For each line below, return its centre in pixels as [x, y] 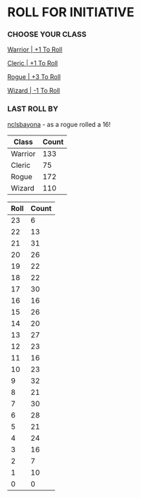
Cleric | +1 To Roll [33, 63]
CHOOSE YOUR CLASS [47, 35]
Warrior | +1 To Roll [35, 49]
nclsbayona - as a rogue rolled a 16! [59, 124]
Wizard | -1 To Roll [34, 91]
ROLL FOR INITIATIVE [71, 12]
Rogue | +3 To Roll [34, 77]
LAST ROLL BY [33, 109]
